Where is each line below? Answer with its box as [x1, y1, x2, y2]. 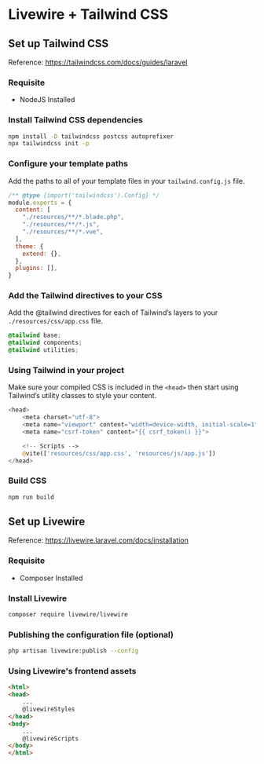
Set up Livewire [8, 515, 86, 528]
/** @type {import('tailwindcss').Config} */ [8, 191, 159, 199]
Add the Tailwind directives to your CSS [8, 291, 163, 302]
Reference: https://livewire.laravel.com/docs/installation [8, 536, 189, 545]
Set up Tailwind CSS [8, 37, 109, 50]
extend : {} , [22, 250, 61, 258]
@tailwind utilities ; [8, 346, 79, 354]
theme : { [15, 242, 44, 250]
